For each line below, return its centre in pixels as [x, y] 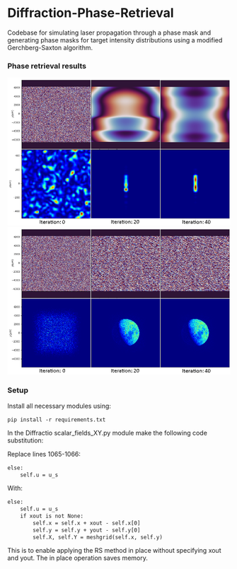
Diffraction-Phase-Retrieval [91, 13]
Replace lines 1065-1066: [44, 454]
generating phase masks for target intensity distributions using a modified [115, 40]
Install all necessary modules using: [59, 406]
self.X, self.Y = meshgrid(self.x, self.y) [98, 537]
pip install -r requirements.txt [57, 420]
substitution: [25, 440]
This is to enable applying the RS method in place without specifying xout [114, 550]
